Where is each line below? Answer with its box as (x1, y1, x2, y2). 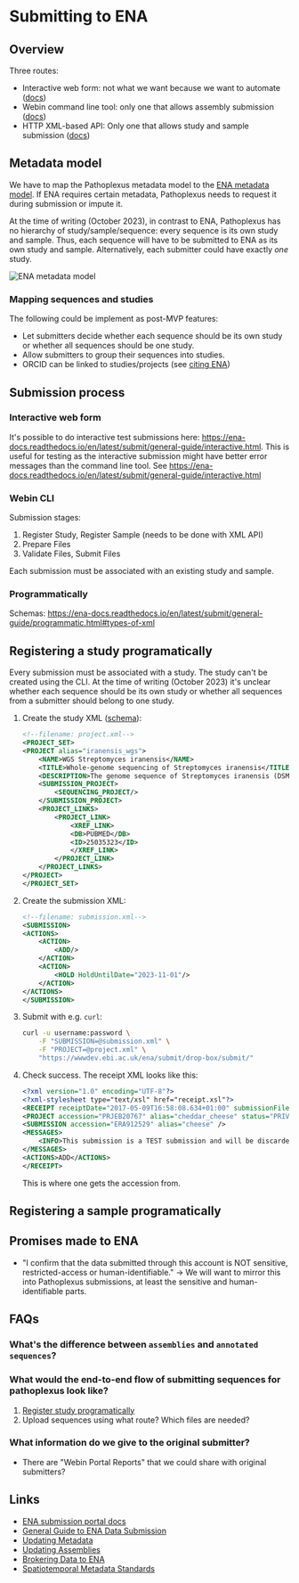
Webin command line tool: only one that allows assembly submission (21, 102, 274, 112)
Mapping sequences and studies (9, 292, 154, 305)
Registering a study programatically (9, 644, 213, 659)
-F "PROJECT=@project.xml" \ (38, 1046, 147, 1054)
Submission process (9, 385, 125, 400)
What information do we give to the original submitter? (9, 1437, 251, 1449)
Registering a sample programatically (9, 1203, 222, 1218)
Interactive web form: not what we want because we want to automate (21, 83, 281, 93)
